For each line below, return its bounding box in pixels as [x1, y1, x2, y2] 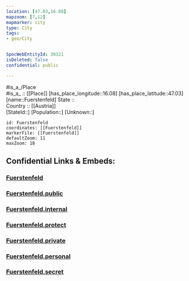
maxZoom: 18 [6, 140, 35, 146]
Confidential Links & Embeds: [6, 156, 116, 166]
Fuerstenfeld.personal [6, 252, 71, 261]
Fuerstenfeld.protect [6, 221, 66, 229]
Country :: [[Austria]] [6, 102, 57, 109]
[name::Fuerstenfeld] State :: [6, 96, 75, 103]
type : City [6, 25, 33, 31]
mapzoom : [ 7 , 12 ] [6, 14, 45, 20]
